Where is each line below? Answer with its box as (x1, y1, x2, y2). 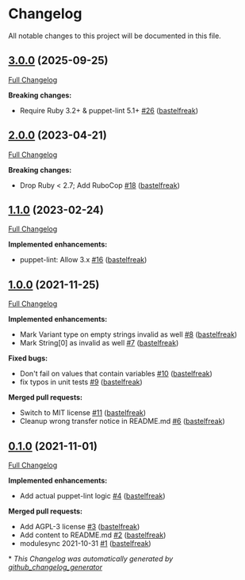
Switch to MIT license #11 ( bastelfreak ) (19, 408, 147, 418)
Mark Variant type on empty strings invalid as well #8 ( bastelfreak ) (19, 330, 238, 339)
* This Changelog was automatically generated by (8, 554, 174, 563)
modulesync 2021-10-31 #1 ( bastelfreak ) (19, 539, 152, 548)
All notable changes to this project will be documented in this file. (8, 31, 222, 40)
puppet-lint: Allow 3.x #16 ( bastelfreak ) (19, 255, 147, 265)
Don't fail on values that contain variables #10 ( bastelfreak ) (19, 369, 212, 379)
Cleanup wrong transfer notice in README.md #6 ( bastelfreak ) (19, 417, 225, 426)
